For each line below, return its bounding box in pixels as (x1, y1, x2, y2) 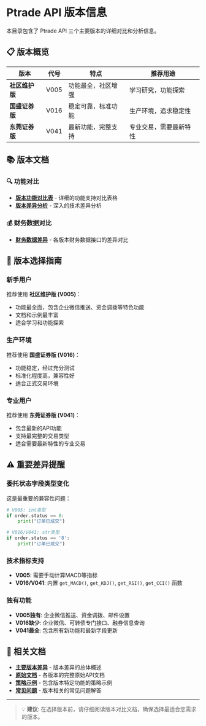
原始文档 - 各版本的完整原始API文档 (15, 671, 105, 679)
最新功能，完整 (68, 122, 112, 131)
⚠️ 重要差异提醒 (6, 459, 66, 470)
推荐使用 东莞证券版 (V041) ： (6, 412, 81, 419)
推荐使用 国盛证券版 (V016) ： (6, 351, 81, 358)
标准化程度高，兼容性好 (15, 372, 75, 379)
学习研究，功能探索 (129, 85, 185, 94)
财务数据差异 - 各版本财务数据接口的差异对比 (15, 236, 129, 243)
